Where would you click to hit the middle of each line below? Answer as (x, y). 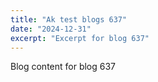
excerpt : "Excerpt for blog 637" (80, 38)
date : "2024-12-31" (51, 29)
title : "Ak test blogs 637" (69, 19)
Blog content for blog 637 (63, 67)
